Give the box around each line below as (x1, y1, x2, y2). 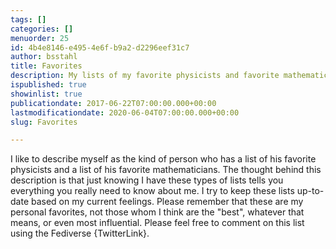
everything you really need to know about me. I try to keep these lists (10, 185, 295, 197)
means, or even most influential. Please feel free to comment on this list (10, 217, 305, 229)
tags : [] (10, 14, 47, 25)
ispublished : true (10, 80, 87, 90)
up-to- (296, 185, 325, 197)
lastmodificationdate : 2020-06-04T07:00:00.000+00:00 (10, 107, 240, 118)
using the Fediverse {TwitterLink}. (10, 227, 150, 240)
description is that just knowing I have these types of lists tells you (10, 174, 284, 186)
